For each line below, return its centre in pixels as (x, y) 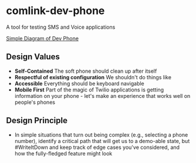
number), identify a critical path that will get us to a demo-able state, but (102, 141)
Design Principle (37, 120)
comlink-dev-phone (55, 11)
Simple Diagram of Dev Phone (43, 38)
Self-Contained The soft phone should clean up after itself (86, 71)
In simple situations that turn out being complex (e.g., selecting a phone (101, 135)
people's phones (35, 102)
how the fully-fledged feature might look (63, 153)
